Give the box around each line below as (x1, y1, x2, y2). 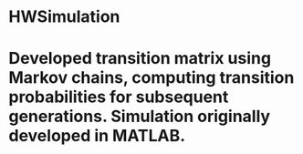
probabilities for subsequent (8, 87, 229, 108)
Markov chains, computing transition (8, 67, 295, 88)
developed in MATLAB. (8, 126, 186, 147)
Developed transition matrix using (8, 48, 271, 69)
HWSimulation (8, 6, 120, 27)
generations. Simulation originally (8, 107, 271, 127)
